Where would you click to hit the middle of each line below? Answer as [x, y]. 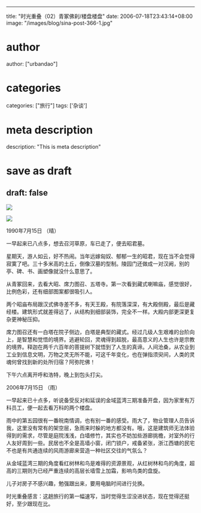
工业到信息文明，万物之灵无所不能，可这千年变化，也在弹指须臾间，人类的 [98, 354]
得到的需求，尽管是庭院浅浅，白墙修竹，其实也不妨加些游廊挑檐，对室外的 [98, 435]
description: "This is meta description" [54, 146]
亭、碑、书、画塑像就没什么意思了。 [51, 271]
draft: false [27, 193]
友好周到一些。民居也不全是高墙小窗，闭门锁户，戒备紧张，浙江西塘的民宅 [103, 443]
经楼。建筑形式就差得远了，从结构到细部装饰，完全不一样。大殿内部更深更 [98, 311]
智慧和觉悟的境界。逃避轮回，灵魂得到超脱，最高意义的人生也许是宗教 [108, 339]
